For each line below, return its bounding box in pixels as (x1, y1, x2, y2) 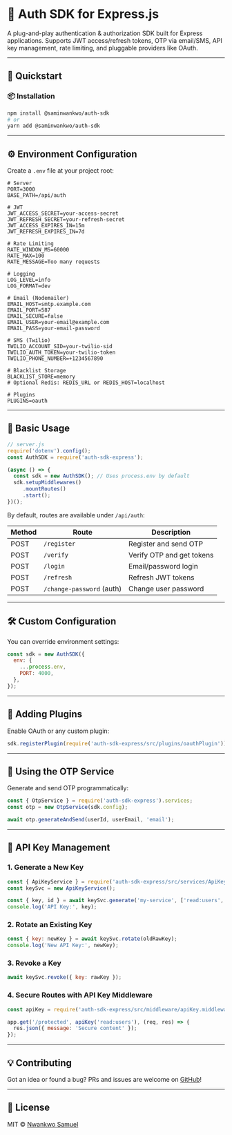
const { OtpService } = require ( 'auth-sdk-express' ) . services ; (7, 797, 193, 804)
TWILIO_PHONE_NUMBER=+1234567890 (7, 355, 104, 362)
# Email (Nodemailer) (7, 295, 70, 302)
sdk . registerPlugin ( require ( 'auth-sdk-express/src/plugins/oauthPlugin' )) (7, 740, 227, 747)
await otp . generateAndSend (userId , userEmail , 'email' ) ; (7, 817, 175, 823)
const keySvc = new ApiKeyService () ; (7, 884, 116, 892)
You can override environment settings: (7, 637, 119, 645)
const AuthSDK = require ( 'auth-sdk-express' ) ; (7, 454, 144, 461)
